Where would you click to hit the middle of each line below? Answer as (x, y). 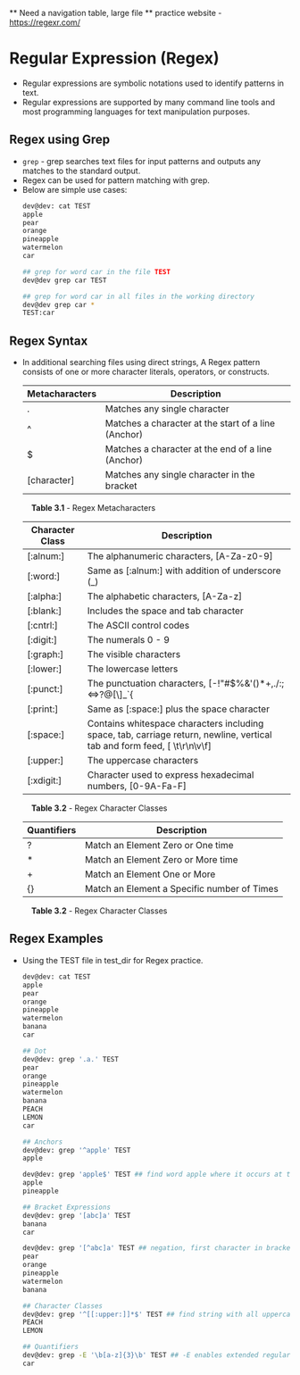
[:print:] (42, 709)
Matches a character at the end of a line (188, 449)
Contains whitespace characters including (175, 724)
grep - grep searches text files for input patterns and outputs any (142, 161)
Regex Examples (57, 939)
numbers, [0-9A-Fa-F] (137, 787)
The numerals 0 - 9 (128, 640)
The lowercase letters (133, 669)
